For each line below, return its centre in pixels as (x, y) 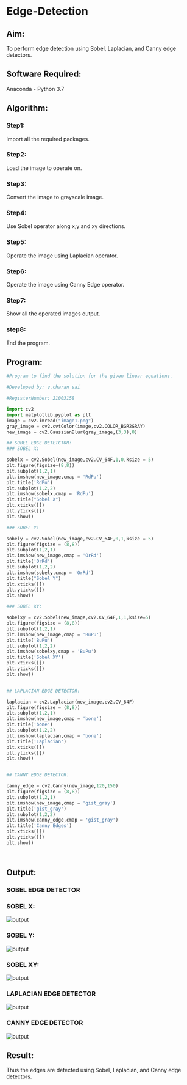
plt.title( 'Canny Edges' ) (39, 826)
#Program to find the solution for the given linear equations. (90, 376)
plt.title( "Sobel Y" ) (34, 578)
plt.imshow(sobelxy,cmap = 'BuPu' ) (51, 652)
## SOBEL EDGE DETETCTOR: (39, 443)
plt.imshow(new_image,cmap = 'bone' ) (54, 719)
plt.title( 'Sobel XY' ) (35, 657)
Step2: (16, 155)
